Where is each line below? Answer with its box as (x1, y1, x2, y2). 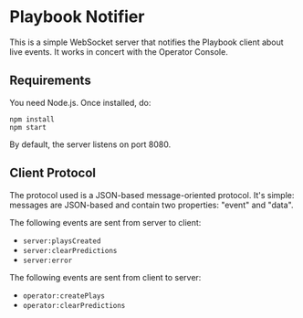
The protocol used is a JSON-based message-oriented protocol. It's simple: (9, 189, 295, 200)
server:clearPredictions (22, 246, 118, 255)
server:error (22, 256, 73, 265)
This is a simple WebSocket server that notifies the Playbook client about (9, 37, 285, 48)
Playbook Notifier (9, 6, 145, 27)
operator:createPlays (22, 291, 105, 301)
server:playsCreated (22, 236, 101, 246)
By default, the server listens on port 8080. (9, 139, 172, 150)
